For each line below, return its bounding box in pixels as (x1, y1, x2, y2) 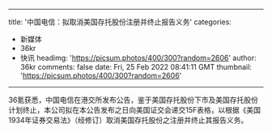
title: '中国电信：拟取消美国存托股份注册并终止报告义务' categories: (8, 17, 232, 27)
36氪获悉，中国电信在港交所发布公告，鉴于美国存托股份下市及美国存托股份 (8, 95, 259, 104)
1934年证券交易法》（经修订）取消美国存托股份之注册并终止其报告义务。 (8, 115, 249, 125)
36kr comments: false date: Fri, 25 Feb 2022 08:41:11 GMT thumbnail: (19, 62, 253, 71)
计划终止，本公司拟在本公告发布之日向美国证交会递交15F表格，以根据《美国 (8, 105, 261, 114)
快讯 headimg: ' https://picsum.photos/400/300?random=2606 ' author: (19, 53, 257, 62)
